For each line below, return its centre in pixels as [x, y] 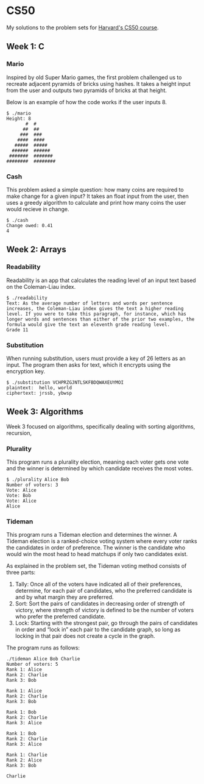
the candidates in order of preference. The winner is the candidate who [96, 548]
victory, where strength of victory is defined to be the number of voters [104, 610]
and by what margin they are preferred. [64, 597]
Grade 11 [17, 330]
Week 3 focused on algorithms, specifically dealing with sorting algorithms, [101, 426]
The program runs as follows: [43, 648]
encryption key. [26, 371]
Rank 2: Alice [24, 760]
